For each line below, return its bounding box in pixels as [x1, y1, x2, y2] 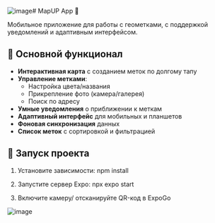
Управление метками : [17, 74, 87, 83]
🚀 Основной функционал [7, 48, 123, 60]
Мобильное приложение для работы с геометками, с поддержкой [7, 20, 209, 28]
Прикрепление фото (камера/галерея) [28, 89, 145, 98]
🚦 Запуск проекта [7, 147, 90, 159]
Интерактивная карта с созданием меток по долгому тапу [17, 67, 197, 76]
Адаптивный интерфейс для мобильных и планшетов [17, 111, 182, 120]
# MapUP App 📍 [32, 7, 79, 15]
